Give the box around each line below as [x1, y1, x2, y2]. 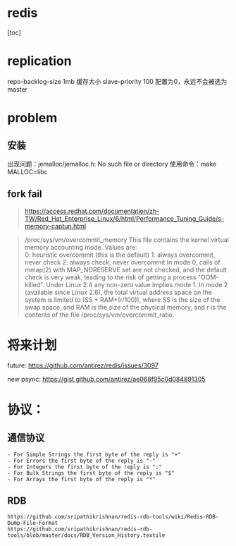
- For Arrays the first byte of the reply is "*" [7, 475, 156, 483]
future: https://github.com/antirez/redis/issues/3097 [7, 361, 159, 370]
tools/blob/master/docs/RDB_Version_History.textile [7, 532, 166, 539]
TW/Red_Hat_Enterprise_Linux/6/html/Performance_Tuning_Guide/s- [24, 214, 224, 223]
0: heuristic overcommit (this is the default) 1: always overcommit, [24, 250, 216, 259]
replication [7, 53, 72, 69]
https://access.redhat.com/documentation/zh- [24, 207, 160, 215]
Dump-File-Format [7, 520, 58, 527]
